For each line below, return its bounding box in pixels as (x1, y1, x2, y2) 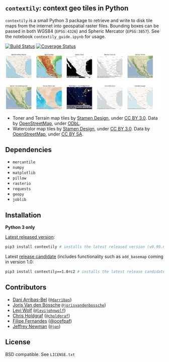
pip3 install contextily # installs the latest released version (5, 244, 145, 250)
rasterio (12, 181, 31, 186)
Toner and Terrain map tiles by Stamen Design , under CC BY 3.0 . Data (12, 115, 158, 121)
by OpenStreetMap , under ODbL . (12, 120, 81, 126)
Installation (5, 211, 41, 220)
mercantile (12, 160, 36, 165)
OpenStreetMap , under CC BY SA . (12, 131, 84, 137)
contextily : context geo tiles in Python (5, 4, 129, 13)
